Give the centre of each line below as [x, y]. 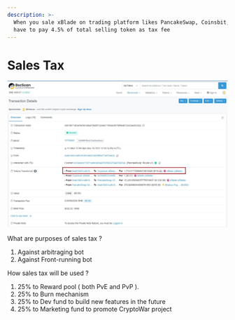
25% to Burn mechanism [53, 294]
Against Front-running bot [55, 259]
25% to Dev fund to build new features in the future [92, 301]
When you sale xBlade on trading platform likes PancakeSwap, [106, 22]
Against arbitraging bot [50, 252]
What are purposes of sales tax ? [55, 238]
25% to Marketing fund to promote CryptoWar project [95, 309]
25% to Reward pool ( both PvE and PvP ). [78, 286]
